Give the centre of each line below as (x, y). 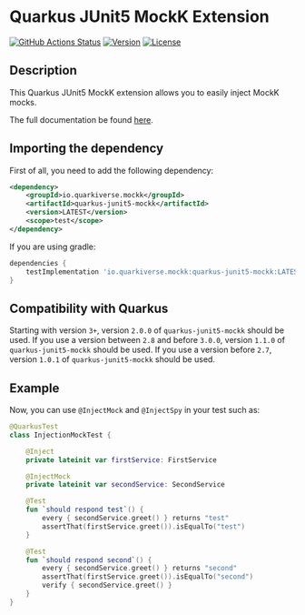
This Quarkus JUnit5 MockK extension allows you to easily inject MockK (144, 92)
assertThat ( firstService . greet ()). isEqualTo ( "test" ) (144, 526)
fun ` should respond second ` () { (89, 560)
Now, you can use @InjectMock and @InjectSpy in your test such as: (135, 410)
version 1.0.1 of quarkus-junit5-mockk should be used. (113, 359)
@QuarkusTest (34, 427)
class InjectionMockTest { (60, 435)
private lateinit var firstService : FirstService (122, 460)
